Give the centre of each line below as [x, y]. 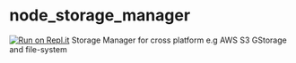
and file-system [38, 49]
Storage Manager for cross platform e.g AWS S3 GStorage [179, 40]
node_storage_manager [100, 16]
